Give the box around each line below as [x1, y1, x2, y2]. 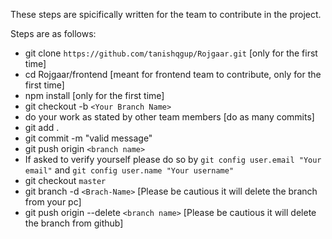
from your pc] [24, 196, 82, 208]
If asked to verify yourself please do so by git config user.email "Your [24, 154, 322, 165]
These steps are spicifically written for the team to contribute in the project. [10, 9, 322, 20]
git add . [24, 122, 60, 133]
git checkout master [24, 175, 107, 186]
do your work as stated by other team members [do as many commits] [24, 111, 315, 123]
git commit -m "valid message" [24, 132, 153, 144]
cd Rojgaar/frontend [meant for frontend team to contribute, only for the [24, 69, 322, 80]
